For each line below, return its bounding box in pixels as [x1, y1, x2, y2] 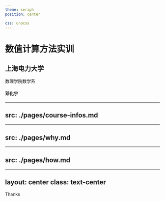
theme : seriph [5, 7, 34, 12]
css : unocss [5, 21, 29, 26]
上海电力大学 [5, 64, 44, 73]
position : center [5, 12, 41, 17]
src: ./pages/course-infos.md [5, 111, 98, 119]
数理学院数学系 [5, 78, 35, 84]
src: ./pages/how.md [5, 156, 71, 164]
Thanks [5, 191, 21, 197]
